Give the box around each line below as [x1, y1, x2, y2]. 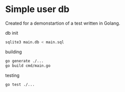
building [5, 49, 22, 55]
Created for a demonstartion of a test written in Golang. [5, 20, 120, 26]
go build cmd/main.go [5, 63, 51, 68]
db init [5, 30, 19, 36]
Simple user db [5, 4, 70, 15]
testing [5, 72, 20, 78]
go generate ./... [5, 58, 44, 63]
